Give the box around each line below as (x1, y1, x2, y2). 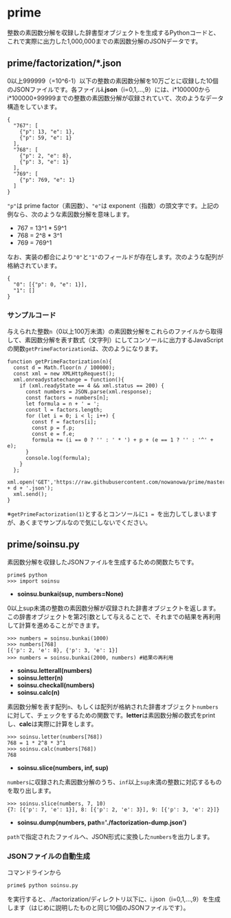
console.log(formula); (25, 455, 91, 462)
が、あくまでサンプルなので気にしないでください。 (7, 519, 151, 527)
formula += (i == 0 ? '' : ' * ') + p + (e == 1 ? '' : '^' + (32, 437, 214, 444)
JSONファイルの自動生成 (7, 851, 91, 861)
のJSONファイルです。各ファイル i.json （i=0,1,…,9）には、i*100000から (7, 85, 211, 94)
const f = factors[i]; (32, 419, 97, 426)
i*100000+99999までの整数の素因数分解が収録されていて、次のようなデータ (7, 94, 224, 102)
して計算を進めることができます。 (7, 621, 103, 629)
